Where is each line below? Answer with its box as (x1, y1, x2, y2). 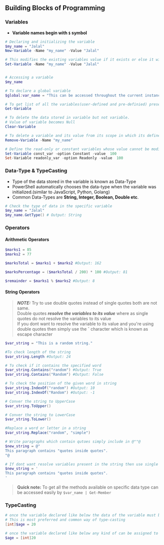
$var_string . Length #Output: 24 (5, 354, 71, 359)
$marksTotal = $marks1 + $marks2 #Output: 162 (5, 261, 102, 266)
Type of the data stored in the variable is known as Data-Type (12, 179, 137, 184)
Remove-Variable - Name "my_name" (5, 137, 73, 143)
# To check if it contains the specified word (5, 363, 102, 368)
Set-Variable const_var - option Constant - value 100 (5, 151, 117, 156)
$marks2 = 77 (5, 252, 32, 257)
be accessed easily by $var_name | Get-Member (17, 490, 111, 495)
